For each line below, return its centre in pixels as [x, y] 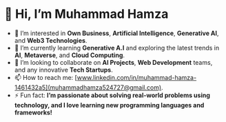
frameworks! [33, 112]
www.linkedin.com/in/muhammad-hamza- [137, 77]
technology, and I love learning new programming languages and [109, 105]
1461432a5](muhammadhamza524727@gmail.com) [88, 87]
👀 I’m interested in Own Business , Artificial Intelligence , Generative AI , [116, 33]
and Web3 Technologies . [51, 40]
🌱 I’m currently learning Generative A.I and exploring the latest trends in [117, 48]
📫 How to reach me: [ [46, 77]
